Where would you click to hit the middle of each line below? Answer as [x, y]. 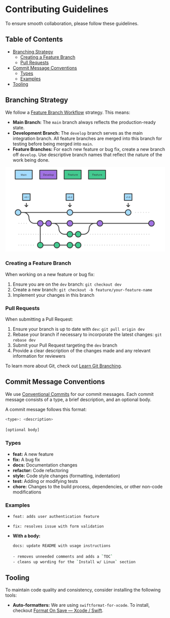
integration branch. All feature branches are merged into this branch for [87, 138]
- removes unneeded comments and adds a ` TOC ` [63, 557]
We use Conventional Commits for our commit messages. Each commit [79, 394]
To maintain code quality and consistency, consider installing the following [83, 590]
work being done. [31, 160]
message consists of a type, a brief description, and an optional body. [78, 399]
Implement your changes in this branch [54, 295]
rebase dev [24, 340]
